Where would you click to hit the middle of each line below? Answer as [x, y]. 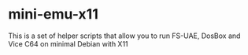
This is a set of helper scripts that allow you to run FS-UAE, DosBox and [124, 36]
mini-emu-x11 [53, 14]
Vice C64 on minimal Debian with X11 [68, 43]
